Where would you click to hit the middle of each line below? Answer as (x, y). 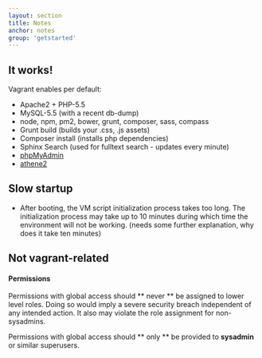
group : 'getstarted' (43, 38)
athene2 (33, 164)
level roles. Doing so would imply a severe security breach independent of (130, 305)
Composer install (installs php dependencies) (94, 138)
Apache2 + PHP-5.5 (53, 105)
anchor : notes (32, 30)
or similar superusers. (44, 345)
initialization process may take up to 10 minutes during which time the (134, 216)
